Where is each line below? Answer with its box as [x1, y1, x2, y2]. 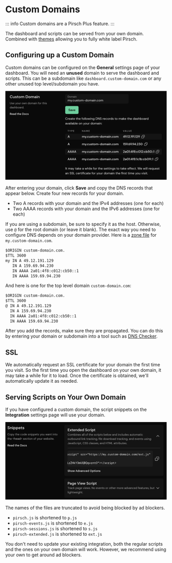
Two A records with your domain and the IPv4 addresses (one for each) [12, 200, 164, 206]
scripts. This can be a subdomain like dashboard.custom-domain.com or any [5, 75, 162, 81]
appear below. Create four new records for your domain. [5, 191, 124, 197]
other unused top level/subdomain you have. [5, 80, 100, 87]
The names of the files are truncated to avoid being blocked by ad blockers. [5, 505, 165, 511]
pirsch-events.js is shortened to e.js [12, 520, 93, 526]
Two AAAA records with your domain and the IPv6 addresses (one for [12, 206, 160, 212]
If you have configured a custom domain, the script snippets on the [5, 406, 147, 412]
